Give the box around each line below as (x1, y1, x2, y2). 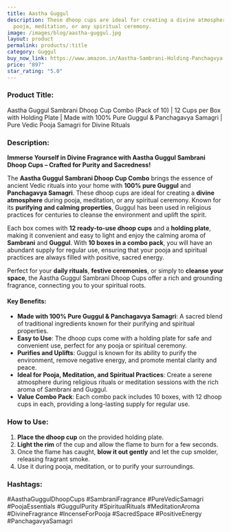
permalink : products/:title (7, 42, 88, 49)
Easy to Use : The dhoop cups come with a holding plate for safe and (16, 334, 212, 343)
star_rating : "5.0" (7, 67, 63, 74)
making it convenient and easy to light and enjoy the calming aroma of (7, 231, 206, 240)
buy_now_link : (7, 55, 48, 62)
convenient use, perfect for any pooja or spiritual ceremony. (16, 341, 187, 350)
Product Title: (7, 90, 54, 100)
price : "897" (7, 61, 45, 68)
